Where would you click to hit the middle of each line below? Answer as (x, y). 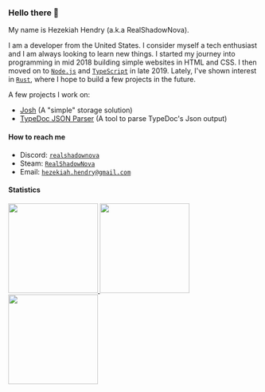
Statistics (25, 190)
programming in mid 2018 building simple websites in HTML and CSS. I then (132, 62)
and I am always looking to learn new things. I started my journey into (122, 54)
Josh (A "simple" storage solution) (76, 110)
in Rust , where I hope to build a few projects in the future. (102, 80)
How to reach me (37, 137)
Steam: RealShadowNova (57, 163)
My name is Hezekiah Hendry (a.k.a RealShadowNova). (99, 30)
